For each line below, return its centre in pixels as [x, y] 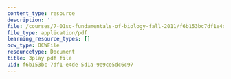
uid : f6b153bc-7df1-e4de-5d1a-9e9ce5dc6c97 [70, 65]
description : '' [30, 20]
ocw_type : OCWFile [33, 45]
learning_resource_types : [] [49, 39]
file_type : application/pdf [47, 33]
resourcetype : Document [41, 52]
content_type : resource [41, 13]
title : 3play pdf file [40, 58]
